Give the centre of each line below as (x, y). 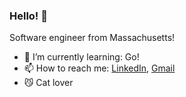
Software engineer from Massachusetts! (92, 38)
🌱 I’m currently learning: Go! (81, 57)
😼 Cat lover (48, 83)
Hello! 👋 (29, 16)
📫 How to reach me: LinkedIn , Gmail (99, 68)
